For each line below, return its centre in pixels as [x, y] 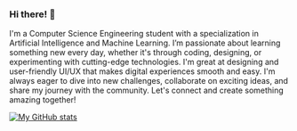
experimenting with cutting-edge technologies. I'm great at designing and [144, 62]
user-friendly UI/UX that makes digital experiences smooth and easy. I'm [142, 71]
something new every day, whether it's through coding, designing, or [136, 53]
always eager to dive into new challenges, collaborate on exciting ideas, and [149, 81]
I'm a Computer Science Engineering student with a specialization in [134, 34]
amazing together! [43, 100]
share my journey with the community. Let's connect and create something [147, 90]
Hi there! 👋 [32, 14]
